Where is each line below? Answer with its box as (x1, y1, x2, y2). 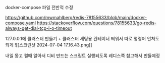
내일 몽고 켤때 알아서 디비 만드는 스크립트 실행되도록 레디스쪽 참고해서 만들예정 (5, 52, 160, 58)
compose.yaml (5, 20, 36, 26)
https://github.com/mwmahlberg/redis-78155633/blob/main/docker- (5, 15, 147, 20)
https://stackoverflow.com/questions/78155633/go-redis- (37, 20, 157, 26)
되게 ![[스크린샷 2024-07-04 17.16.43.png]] (5, 42, 92, 48)
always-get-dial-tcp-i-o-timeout (5, 25, 72, 31)
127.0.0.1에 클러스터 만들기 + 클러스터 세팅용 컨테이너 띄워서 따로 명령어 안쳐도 (5, 36, 160, 41)
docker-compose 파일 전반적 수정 (5, 5, 73, 10)
